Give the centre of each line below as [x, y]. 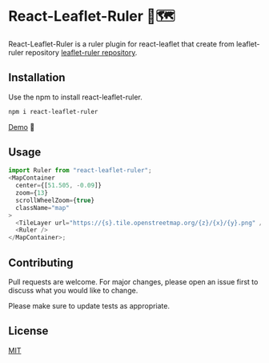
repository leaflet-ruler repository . [81, 52]
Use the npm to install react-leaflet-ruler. [75, 97]
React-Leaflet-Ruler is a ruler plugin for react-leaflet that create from [121, 44]
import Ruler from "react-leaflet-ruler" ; [80, 171]
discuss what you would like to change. [73, 290]
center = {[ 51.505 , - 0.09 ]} [59, 186]
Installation [37, 78]
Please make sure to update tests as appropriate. [89, 306]
